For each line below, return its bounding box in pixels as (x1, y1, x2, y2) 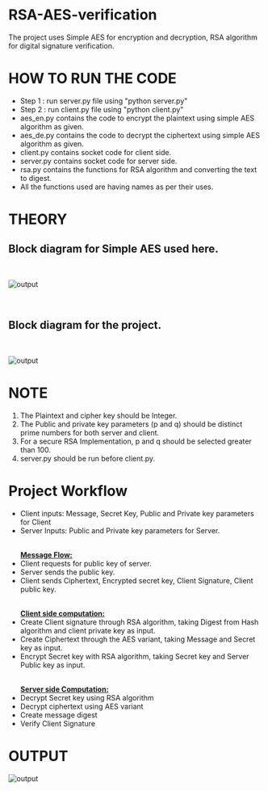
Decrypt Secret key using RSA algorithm (19, 692, 155, 702)
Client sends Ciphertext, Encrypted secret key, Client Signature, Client (19, 575, 253, 585)
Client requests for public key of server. (19, 558, 152, 568)
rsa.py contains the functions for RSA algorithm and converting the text (19, 164, 258, 175)
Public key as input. (19, 660, 86, 670)
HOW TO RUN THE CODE (8, 69, 178, 88)
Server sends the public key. (19, 567, 115, 577)
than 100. (19, 444, 51, 454)
